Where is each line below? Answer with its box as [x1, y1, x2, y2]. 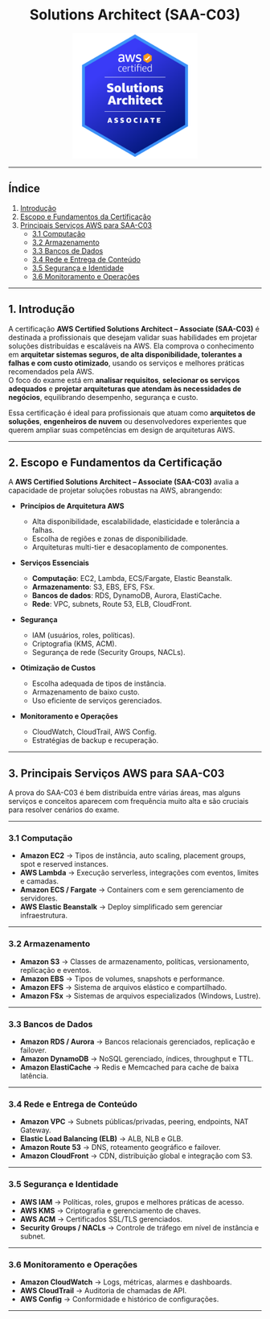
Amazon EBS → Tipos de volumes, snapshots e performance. [19, 974, 225, 983]
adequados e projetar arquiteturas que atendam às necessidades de [8, 384, 242, 394]
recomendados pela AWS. [8, 366, 95, 376]
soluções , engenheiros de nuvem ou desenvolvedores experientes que [8, 416, 247, 426]
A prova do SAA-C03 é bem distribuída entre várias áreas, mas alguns [8, 788, 241, 798]
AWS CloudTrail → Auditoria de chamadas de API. [19, 1285, 187, 1295]
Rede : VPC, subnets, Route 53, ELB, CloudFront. [31, 600, 192, 609]
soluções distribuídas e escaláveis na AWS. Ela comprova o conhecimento [8, 340, 255, 351]
